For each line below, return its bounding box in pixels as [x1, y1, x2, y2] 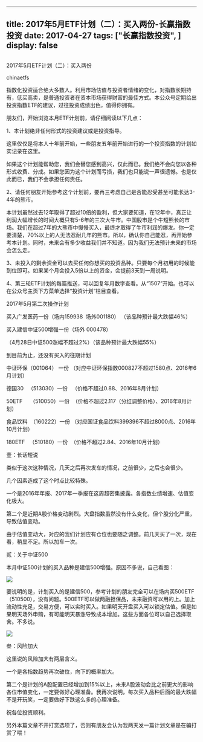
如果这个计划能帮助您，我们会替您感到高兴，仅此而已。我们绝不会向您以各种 [6, 160, 197, 167]
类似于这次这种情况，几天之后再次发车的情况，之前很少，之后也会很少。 [6, 463, 186, 471]
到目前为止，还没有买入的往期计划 [6, 351, 91, 358]
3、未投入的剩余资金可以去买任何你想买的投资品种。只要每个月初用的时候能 [6, 259, 195, 266]
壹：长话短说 [6, 451, 38, 458]
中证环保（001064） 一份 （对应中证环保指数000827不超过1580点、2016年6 [6, 364, 197, 372]
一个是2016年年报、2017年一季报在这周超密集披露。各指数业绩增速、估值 [6, 489, 189, 497]
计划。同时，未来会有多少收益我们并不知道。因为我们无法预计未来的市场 [16, 239, 197, 246]
